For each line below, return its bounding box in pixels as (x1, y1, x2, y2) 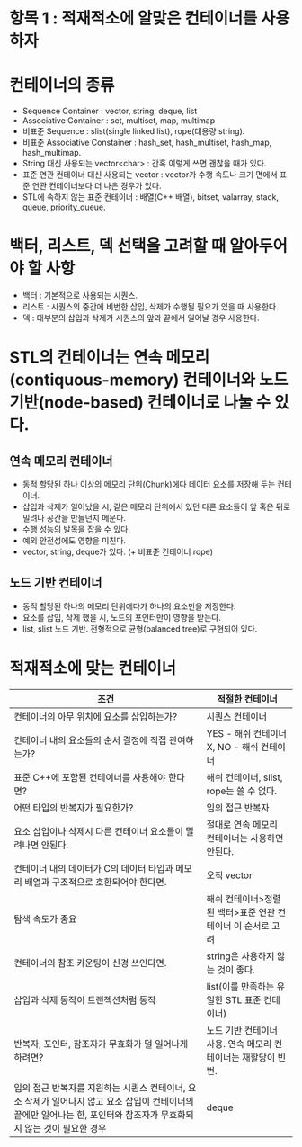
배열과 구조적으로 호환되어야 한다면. (24, 875, 167, 888)
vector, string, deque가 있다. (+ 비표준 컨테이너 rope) (22, 546, 214, 558)
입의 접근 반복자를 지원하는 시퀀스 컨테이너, (13, 1081, 186, 1094)
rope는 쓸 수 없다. (206, 784, 278, 797)
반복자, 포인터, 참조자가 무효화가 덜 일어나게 (13, 1037, 189, 1050)
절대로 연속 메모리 (206, 818, 279, 830)
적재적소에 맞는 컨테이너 (9, 659, 177, 679)
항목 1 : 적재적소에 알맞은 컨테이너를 (9, 8, 258, 29)
